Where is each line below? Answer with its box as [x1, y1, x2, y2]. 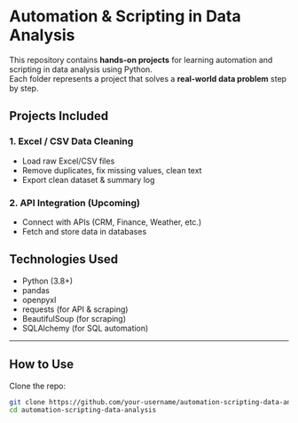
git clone [9, 397, 46, 406]
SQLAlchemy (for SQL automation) [21, 323, 149, 333]
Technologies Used [9, 251, 118, 267]
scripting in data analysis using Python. [9, 64, 153, 75]
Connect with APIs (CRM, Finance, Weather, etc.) [21, 216, 202, 227]
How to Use [9, 357, 74, 372]
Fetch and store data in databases [21, 226, 147, 236]
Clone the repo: [9, 380, 67, 391]
